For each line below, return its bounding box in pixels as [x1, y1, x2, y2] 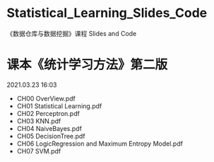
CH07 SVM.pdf [16, 146, 61, 155]
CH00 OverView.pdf [16, 94, 76, 103]
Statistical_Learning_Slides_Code [6, 5, 208, 21]
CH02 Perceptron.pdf [16, 109, 81, 117]
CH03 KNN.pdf [16, 117, 61, 125]
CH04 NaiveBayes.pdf [16, 124, 83, 132]
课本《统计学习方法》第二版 [6, 57, 168, 73]
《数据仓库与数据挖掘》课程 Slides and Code [6, 29, 137, 37]
